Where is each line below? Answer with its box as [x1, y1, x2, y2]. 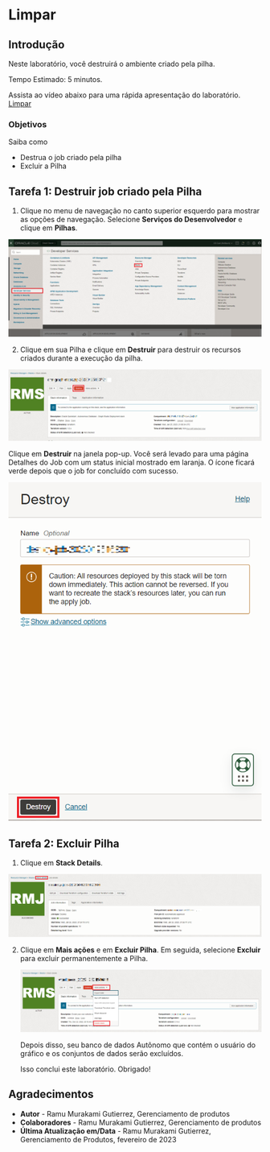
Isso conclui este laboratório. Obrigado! [19, 1064, 151, 1074]
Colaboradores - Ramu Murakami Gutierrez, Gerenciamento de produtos [19, 1117, 262, 1127]
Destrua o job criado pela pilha [19, 153, 122, 163]
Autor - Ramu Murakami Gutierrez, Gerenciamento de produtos [19, 1109, 231, 1118]
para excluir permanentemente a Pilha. [19, 953, 149, 963]
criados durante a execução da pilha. [19, 353, 143, 363]
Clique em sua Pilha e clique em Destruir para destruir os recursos [19, 345, 241, 355]
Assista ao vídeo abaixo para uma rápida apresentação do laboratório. [8, 90, 241, 100]
